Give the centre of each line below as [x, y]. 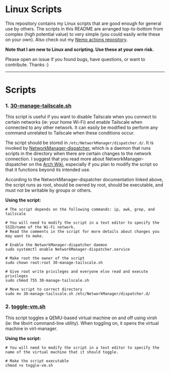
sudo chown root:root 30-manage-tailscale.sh [54, 263]
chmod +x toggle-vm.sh [29, 365]
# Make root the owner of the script [45, 258]
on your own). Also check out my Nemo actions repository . [67, 40]
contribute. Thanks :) [27, 64]
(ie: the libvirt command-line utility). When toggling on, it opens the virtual [82, 323]
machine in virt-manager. [31, 328]
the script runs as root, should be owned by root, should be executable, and [84, 185]
